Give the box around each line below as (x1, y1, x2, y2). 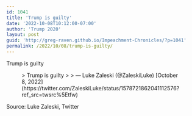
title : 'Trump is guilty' (6, 15, 72, 21)
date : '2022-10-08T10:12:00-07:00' (6, 20, 97, 26)
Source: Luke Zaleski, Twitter (6, 103, 79, 110)
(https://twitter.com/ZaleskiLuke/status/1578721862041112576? (21, 84, 180, 92)
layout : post (6, 32, 40, 38)
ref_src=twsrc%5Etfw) (21, 91, 78, 98)
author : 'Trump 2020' (6, 26, 62, 32)
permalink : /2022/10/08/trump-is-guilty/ (6, 43, 113, 49)
